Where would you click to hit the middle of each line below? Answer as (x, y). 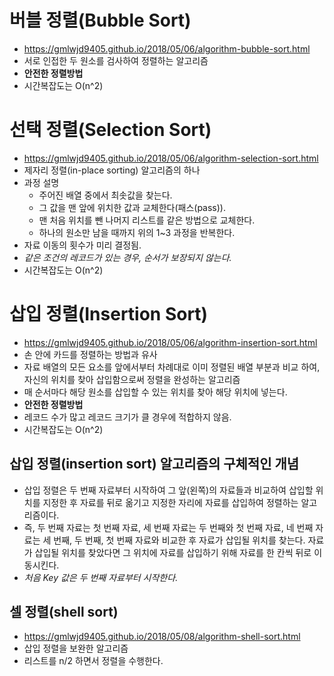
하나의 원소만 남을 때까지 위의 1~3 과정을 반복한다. (137, 232)
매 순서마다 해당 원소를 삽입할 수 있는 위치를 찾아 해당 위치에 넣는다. (155, 392)
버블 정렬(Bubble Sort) (100, 20)
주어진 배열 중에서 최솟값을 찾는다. (105, 195)
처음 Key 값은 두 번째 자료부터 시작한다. (101, 577)
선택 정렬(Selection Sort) (110, 130)
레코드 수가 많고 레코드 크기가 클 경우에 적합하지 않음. (127, 417)
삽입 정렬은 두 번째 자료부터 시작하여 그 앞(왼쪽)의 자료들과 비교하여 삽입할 (168, 490)
